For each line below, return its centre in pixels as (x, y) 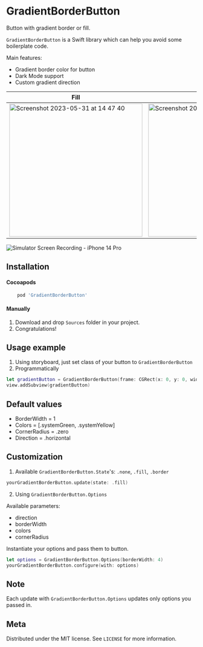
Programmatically (37, 369)
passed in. (19, 605)
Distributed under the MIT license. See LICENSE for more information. (92, 639)
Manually (18, 309)
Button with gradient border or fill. (48, 28)
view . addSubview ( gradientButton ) (48, 385)
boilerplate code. (27, 46)
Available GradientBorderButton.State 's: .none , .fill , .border (92, 471)
